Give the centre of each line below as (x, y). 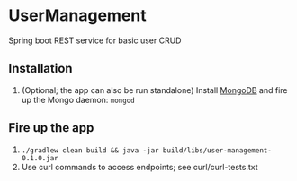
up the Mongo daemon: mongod (78, 99)
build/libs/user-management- (217, 150)
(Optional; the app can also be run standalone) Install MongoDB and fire (155, 90)
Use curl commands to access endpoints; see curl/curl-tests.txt (139, 167)
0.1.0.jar (40, 158)
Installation (40, 69)
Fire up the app (51, 128)
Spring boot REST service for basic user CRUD (95, 40)
